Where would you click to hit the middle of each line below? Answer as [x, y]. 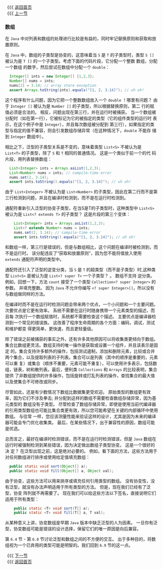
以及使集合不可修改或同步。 [33, 381]
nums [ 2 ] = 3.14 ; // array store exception [53, 86]
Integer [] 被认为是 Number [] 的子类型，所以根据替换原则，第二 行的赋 [82, 106]
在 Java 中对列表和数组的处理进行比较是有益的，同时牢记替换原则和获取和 [79, 38]
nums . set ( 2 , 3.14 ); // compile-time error [57, 233]
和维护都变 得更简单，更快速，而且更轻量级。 [50, 328]
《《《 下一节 [16, 556]
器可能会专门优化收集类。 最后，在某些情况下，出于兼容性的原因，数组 [76, 422]
